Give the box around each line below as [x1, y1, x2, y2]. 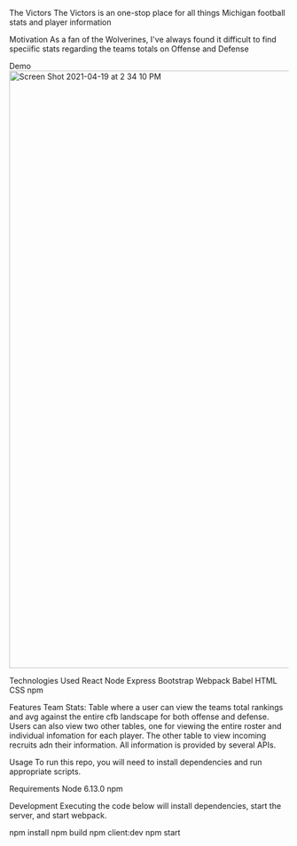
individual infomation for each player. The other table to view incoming [9, 731, 267, 740]
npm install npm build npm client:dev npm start [9, 827, 181, 837]
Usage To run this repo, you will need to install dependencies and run [9, 757, 263, 767]
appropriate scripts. [9, 766, 82, 777]
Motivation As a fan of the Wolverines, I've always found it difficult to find [9, 35, 277, 44]
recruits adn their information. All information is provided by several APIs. [9, 740, 277, 750]
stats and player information [9, 17, 112, 27]
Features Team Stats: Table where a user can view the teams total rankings [9, 702, 284, 712]
